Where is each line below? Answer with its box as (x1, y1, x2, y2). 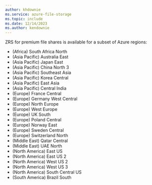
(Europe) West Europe (12, 107, 58, 112)
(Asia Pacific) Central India (12, 85, 67, 91)
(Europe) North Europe (12, 101, 59, 107)
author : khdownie (5, 7, 41, 12)
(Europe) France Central (12, 91, 62, 97)
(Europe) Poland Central (12, 117, 62, 123)
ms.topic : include (5, 16, 43, 21)
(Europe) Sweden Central (12, 127, 64, 133)
